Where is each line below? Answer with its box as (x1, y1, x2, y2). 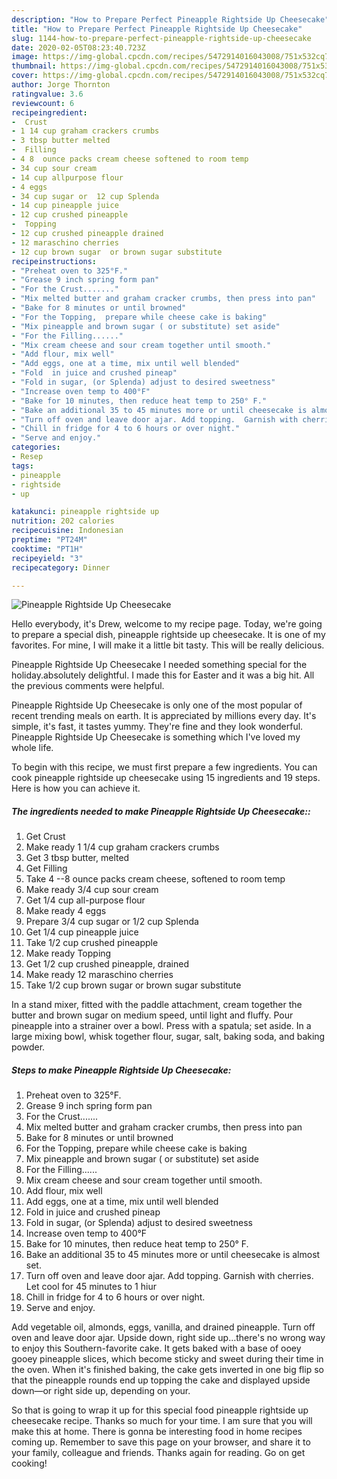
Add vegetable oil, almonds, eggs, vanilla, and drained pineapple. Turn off (11, 1321, 316, 1333)
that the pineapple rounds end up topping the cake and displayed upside (11, 1374, 311, 1386)
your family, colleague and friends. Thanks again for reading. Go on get (11, 1447, 306, 1459)
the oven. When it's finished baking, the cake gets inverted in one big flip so (11, 1364, 324, 1376)
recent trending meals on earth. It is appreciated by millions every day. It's (11, 710, 317, 722)
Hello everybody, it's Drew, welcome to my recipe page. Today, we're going (11, 618, 323, 630)
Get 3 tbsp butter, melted (25, 852, 130, 864)
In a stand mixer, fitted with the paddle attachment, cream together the (11, 999, 303, 1011)
